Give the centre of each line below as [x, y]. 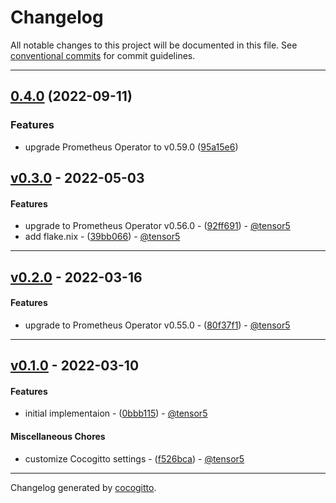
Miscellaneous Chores [58, 436]
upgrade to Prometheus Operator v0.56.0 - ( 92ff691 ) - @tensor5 [157, 226]
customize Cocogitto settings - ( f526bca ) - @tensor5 [134, 458]
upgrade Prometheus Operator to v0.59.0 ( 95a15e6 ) [131, 147]
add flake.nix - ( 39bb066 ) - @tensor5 [102, 237]
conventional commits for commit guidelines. [103, 55]
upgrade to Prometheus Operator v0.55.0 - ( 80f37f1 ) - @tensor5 [157, 325]
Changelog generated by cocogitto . [83, 487]
